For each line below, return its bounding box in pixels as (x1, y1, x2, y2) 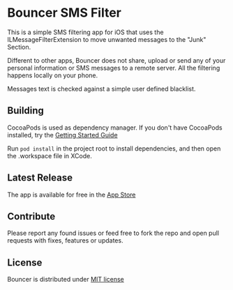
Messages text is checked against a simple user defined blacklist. (7, 84, 196, 93)
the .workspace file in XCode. (7, 151, 92, 160)
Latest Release (7, 172, 73, 184)
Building (7, 105, 44, 116)
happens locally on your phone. (7, 71, 98, 79)
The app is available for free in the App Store (7, 190, 136, 199)
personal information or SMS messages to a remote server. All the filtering (7, 63, 220, 72)
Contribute (7, 211, 56, 222)
